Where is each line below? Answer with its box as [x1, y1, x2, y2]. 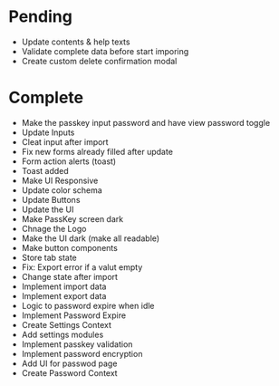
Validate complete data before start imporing [21, 45, 189, 56]
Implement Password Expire [21, 310, 127, 321]
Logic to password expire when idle [21, 300, 155, 311]
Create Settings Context [21, 319, 112, 330]
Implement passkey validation [21, 338, 133, 350]
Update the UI [21, 204, 74, 215]
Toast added [21, 165, 69, 176]
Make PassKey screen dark [21, 213, 124, 224]
